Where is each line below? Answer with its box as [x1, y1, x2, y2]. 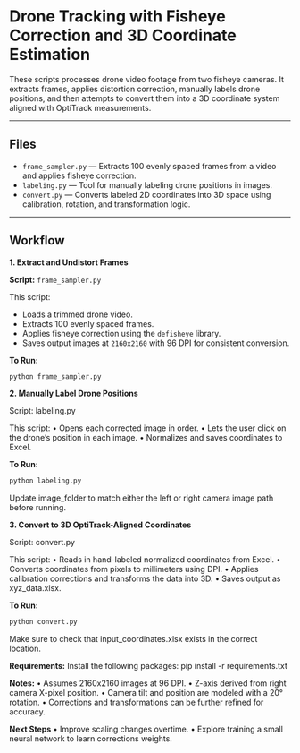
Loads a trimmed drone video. [21, 309, 134, 320]
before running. [9, 502, 67, 513]
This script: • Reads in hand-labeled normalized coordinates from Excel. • [9, 554, 281, 565]
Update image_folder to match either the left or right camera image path [9, 492, 274, 503]
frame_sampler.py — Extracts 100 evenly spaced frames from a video [21, 160, 277, 171]
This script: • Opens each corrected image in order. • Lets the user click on [9, 423, 287, 433]
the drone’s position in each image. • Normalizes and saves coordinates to [9, 432, 283, 443]
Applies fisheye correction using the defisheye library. [21, 328, 221, 338]
